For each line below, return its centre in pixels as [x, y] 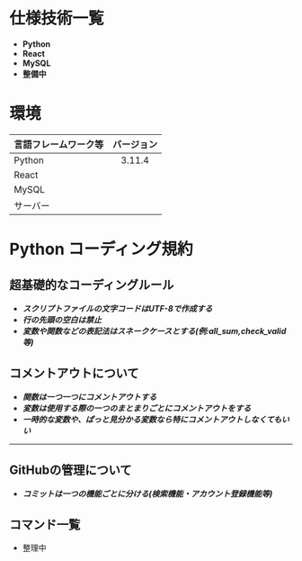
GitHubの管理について [71, 471]
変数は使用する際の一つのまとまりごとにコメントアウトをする [137, 408]
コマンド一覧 [45, 525]
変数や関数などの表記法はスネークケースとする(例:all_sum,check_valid [154, 330]
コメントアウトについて [74, 373]
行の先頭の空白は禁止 [62, 320]
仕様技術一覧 [57, 18]
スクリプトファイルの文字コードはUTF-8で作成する [117, 308]
